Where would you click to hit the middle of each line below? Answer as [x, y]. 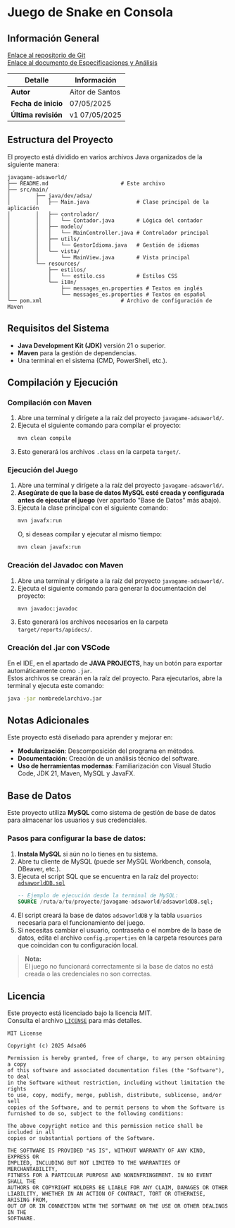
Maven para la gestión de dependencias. [77, 352]
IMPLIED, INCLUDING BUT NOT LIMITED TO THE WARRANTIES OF [94, 1163]
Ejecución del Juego [43, 470]
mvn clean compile [44, 438]
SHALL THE [22, 1181]
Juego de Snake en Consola [90, 12]
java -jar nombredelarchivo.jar [55, 699]
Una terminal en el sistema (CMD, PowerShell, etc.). [92, 360]
